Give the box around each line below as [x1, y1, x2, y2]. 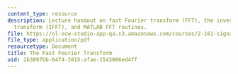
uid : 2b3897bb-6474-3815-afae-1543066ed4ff [7, 56, 138, 63]
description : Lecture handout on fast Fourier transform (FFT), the [7, 17, 214, 24]
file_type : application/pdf [7, 37, 91, 44]
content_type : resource [7, 10, 78, 18]
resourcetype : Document [7, 43, 78, 50]
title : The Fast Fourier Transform [7, 50, 113, 57]
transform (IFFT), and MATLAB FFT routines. [13, 23, 147, 30]
